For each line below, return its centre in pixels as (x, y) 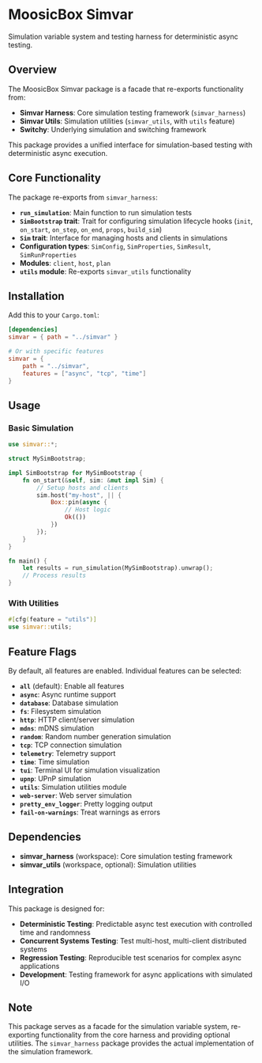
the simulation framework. (51, 1052)
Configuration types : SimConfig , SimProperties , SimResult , (115, 246)
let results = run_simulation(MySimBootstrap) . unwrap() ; (118, 568)
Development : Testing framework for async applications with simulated (136, 974)
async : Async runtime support (68, 694)
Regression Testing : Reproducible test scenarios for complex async (131, 957)
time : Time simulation (54, 761)
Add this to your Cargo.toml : (54, 315)
